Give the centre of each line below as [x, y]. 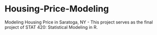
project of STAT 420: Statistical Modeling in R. [51, 27]
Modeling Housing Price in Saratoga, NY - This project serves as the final [79, 22]
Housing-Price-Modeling [57, 9]
